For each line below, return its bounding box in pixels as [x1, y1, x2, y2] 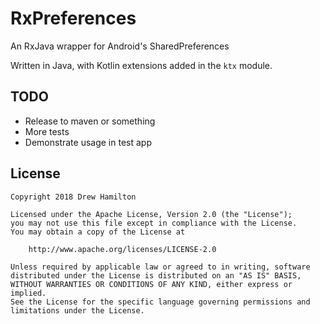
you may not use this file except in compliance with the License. [10, 218, 298, 228]
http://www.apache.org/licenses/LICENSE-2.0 [28, 244, 217, 254]
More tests [24, 125, 70, 137]
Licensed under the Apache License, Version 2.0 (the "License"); [10, 209, 293, 219]
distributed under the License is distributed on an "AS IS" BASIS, [10, 270, 302, 281]
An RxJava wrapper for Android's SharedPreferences [10, 40, 230, 52]
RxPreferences [10, 7, 137, 30]
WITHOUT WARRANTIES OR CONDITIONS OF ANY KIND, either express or [10, 279, 293, 289]
